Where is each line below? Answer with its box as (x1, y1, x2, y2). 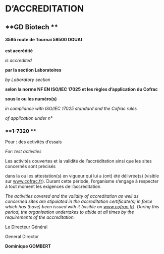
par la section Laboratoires (5, 67, 62, 73)
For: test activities (5, 149, 42, 155)
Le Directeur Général (5, 224, 48, 230)
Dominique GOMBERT (5, 243, 51, 249)
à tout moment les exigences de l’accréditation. (5, 183, 102, 189)
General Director (5, 234, 39, 240)
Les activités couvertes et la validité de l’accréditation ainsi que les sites (5, 158, 152, 164)
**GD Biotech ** (5, 23, 58, 31)
